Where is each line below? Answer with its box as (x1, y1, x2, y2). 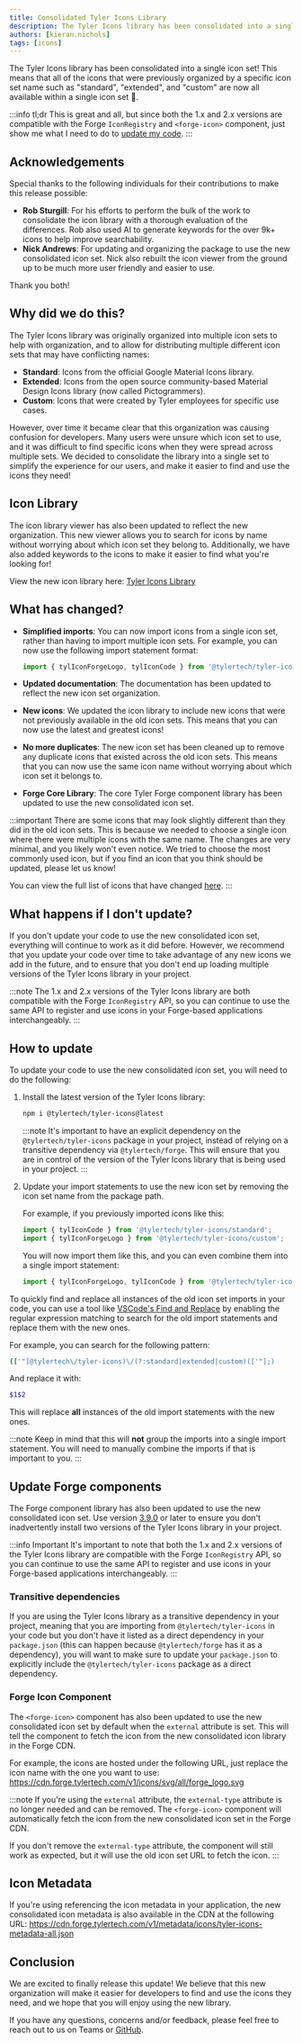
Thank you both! (9, 280, 70, 291)
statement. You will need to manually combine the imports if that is (9, 1444, 256, 1454)
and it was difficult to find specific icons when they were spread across (9, 441, 274, 452)
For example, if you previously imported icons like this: (22, 1208, 225, 1219)
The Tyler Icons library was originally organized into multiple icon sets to (9, 329, 278, 340)
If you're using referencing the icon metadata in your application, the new (9, 1900, 281, 1911)
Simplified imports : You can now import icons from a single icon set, (22, 625, 279, 636)
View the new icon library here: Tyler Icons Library (9, 575, 196, 586)
